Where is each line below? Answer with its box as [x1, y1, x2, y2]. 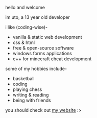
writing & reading [12, 92, 49, 98]
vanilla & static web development [12, 34, 83, 40]
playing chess [12, 86, 42, 92]
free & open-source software [12, 45, 74, 51]
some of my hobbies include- [5, 66, 67, 72]
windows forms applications [12, 51, 72, 56]
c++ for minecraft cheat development [12, 56, 92, 62]
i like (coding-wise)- [5, 24, 47, 30]
